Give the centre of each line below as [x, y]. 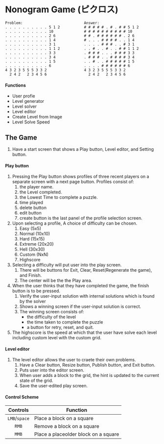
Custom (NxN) [34, 255]
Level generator [28, 101]
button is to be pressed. [36, 291]
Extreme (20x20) [36, 244]
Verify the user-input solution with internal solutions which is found [87, 296]
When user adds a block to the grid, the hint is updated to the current [89, 375]
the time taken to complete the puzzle [65, 322]
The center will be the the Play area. [56, 280]
